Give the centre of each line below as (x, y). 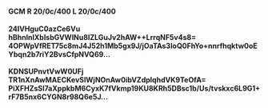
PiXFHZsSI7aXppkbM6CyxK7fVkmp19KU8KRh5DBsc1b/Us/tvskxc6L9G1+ (134, 89)
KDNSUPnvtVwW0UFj (46, 71)
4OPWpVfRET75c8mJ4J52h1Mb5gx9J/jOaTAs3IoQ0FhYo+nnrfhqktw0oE (133, 46)
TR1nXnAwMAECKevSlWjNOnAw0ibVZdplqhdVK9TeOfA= (107, 80)
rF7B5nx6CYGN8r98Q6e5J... (58, 97)
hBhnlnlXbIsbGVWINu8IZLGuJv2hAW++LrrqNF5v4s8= (102, 38)
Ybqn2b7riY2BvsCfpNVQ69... (59, 54)
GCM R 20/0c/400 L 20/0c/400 (62, 11)
